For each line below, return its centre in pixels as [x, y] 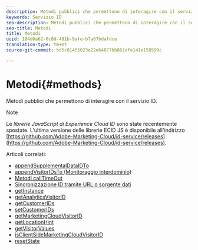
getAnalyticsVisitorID [40, 197]
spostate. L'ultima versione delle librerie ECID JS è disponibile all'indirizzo [96, 130]
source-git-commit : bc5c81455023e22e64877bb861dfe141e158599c [84, 50]
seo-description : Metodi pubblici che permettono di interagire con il [96, 22]
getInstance [29, 190]
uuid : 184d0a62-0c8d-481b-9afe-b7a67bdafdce [62, 39]
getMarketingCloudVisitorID [48, 216]
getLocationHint [34, 222]
